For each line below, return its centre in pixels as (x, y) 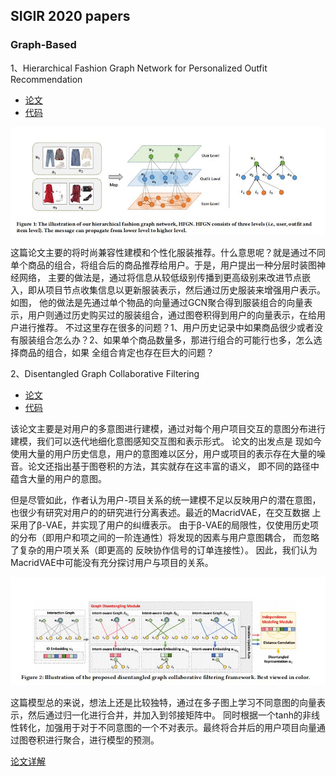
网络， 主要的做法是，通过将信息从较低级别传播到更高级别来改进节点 (160, 277)
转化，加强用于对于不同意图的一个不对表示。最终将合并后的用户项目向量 (167, 727)
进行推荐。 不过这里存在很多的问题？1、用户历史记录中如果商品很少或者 (166, 327)
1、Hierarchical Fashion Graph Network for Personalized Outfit (139, 68)
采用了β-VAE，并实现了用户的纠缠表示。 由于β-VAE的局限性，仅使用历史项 (165, 525)
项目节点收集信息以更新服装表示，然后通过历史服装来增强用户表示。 (185, 290)
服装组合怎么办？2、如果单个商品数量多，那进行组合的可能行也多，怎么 (166, 340)
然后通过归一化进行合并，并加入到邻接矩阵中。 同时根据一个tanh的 (165, 715)
